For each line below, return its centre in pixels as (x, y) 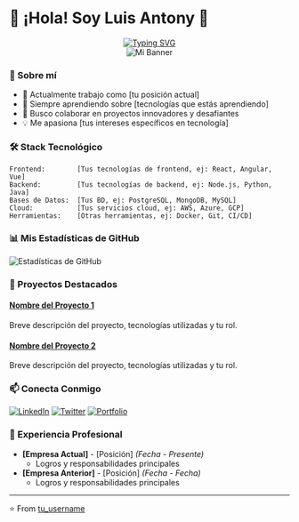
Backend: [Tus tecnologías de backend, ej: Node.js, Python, (141, 185)
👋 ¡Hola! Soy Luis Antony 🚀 (109, 18)
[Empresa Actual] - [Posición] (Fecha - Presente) (113, 454)
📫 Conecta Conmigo (55, 389)
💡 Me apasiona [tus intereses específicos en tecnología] (125, 123)
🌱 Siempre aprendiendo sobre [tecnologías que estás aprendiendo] (145, 104)
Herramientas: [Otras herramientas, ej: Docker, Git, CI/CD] (131, 216)
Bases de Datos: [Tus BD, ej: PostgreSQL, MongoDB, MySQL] (123, 200)
